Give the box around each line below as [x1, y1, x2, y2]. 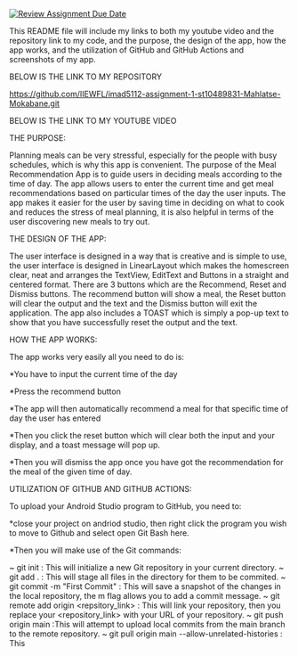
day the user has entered [9, 413, 101, 423]
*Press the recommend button [9, 386, 122, 397]
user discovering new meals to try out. [9, 217, 150, 226]
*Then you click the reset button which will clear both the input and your [9, 430, 276, 440]
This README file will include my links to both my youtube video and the [9, 26, 274, 36]
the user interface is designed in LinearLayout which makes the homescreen [9, 260, 290, 271]
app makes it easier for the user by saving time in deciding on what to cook [9, 197, 285, 208]
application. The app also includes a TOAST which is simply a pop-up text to [9, 307, 289, 318]
